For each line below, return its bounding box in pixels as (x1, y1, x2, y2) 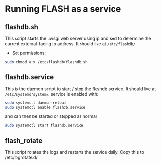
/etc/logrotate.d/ (5, 154, 38, 161)
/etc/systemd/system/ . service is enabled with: (5, 91, 98, 97)
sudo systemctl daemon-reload (5, 100, 66, 105)
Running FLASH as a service (5, 3, 121, 15)
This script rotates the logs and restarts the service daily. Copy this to (5, 149, 144, 155)
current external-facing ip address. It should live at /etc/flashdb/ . (5, 41, 137, 47)
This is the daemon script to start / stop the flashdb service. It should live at (5, 86, 156, 92)
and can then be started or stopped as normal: (5, 114, 98, 119)
